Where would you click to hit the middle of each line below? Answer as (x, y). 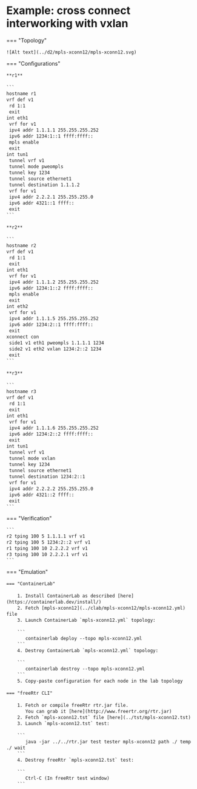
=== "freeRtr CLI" (29, 693)
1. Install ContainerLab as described (66, 596)
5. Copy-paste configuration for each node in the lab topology (100, 681)
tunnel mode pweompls (36, 167)
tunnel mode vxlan (32, 458)
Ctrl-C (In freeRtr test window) (68, 778)
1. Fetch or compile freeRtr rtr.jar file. (73, 705)
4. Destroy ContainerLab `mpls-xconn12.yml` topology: (88, 650)
